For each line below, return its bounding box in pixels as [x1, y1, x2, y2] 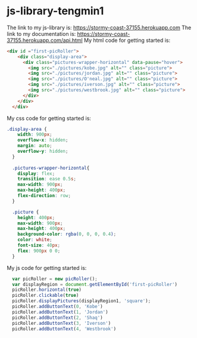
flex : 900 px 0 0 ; [17, 248, 61, 254]
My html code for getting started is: [83, 36, 171, 44]
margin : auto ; [17, 143, 52, 149]
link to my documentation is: [7, 30, 76, 37]
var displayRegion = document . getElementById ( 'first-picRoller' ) [12, 281, 178, 287]
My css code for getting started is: [7, 115, 92, 122]
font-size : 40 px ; [17, 242, 61, 248]
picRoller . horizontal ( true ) [12, 287, 82, 293]
